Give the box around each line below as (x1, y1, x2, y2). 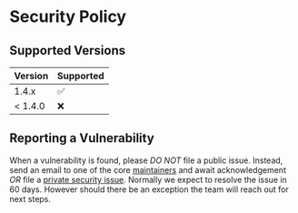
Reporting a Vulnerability (9, 130, 154, 147)
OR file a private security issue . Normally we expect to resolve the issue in (9, 174, 288, 185)
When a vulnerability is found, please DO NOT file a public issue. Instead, (9, 155, 283, 166)
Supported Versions (9, 43, 125, 58)
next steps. (9, 193, 52, 204)
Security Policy (9, 6, 127, 27)
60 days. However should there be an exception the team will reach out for (9, 184, 289, 195)
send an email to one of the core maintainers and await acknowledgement (9, 164, 286, 175)
